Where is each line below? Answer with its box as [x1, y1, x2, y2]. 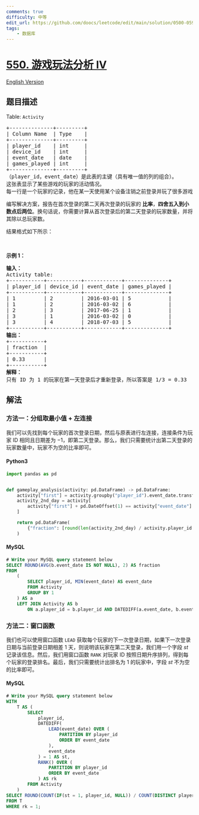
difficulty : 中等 [6, 14, 47, 20]
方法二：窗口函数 [6, 621, 55, 630]
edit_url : [6, 20, 31, 26]
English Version [6, 78, 44, 86]
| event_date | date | [6, 154, 88, 161]
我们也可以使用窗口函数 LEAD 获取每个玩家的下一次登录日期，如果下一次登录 [6, 636, 191, 643]
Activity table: [6, 271, 53, 278]
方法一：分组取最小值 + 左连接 [6, 414, 92, 422]
